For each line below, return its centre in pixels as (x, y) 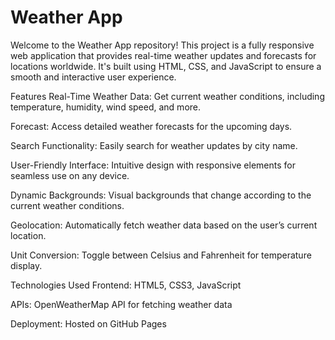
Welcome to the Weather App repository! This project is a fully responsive (162, 45)
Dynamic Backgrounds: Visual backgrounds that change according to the (161, 195)
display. (26, 265)
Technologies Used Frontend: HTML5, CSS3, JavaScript (126, 285)
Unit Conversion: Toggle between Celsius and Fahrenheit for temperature (161, 255)
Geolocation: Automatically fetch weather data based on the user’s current (164, 225)
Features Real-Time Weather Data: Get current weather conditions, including (167, 96)
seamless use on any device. (70, 175)
